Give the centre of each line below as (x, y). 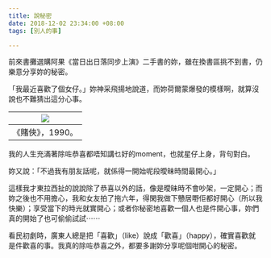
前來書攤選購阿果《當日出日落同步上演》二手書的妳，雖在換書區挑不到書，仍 (135, 62)
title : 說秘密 (30, 16)
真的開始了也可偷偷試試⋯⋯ (54, 218)
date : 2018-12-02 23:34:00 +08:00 (67, 23)
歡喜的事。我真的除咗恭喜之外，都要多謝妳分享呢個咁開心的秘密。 (132, 246)
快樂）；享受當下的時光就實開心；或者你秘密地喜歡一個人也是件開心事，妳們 (134, 208)
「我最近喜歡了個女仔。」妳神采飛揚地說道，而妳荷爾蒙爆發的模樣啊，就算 (130, 89)
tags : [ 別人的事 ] (35, 31)
